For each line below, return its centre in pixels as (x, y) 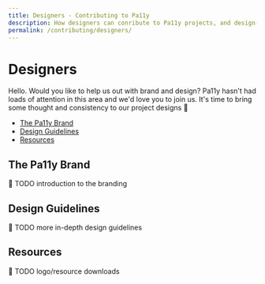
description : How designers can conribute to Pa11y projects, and (119, 23)
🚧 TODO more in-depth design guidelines (75, 227)
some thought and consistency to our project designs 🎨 (98, 108)
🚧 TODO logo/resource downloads (64, 271)
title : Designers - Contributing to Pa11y (79, 15)
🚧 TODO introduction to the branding (68, 184)
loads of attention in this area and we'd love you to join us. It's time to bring (130, 99)
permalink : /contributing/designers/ (70, 30)
